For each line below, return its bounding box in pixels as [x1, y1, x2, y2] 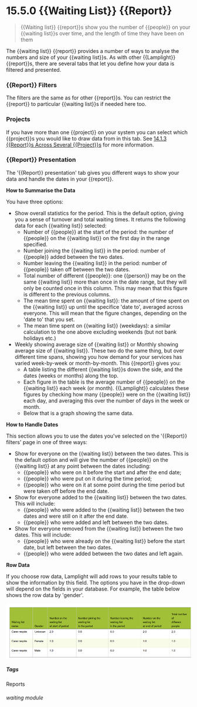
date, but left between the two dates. [23, 543, 113, 551]
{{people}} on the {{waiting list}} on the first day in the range [23, 234, 170, 242]
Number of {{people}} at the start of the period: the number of [23, 228, 174, 235]
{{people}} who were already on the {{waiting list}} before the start [23, 537, 185, 545]
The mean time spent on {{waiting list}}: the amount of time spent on [23, 297, 189, 304]
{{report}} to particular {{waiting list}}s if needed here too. [6, 101, 147, 108]
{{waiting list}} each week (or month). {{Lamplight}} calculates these [23, 384, 189, 392]
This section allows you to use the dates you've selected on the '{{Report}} [6, 432, 188, 439]
